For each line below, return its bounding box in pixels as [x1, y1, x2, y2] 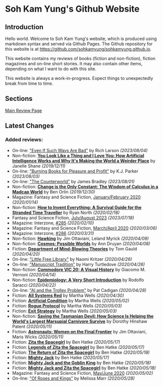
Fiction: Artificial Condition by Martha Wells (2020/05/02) [12, 297, 130, 303]
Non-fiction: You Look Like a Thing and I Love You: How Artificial [12, 153, 145, 158]
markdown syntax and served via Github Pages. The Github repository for [5, 41, 153, 47]
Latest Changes [5, 122, 54, 130]
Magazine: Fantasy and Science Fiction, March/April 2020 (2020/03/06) [12, 225, 157, 231]
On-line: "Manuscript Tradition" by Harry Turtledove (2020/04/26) [12, 261, 145, 267]
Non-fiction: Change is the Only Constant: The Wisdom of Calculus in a [12, 184, 159, 190]
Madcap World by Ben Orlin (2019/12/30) [12, 189, 95, 194]
